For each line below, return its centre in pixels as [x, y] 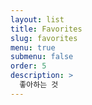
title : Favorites [46, 29]
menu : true [33, 47]
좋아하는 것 [39, 85]
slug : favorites [44, 38]
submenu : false [42, 57]
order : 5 [28, 66]
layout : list [37, 19]
